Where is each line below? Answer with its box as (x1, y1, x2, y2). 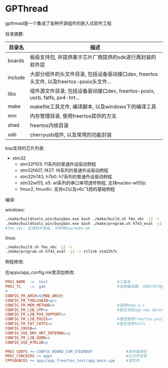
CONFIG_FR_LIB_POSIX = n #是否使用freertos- (5, 316, 155, 322)
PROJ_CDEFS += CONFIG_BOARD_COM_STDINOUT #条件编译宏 (5, 349, 147, 354)
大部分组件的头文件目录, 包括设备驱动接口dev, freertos (29, 71, 158, 78)
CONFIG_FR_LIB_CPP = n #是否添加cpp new (5, 307, 150, 312)
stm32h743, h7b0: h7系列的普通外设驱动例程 (19, 173, 112, 179)
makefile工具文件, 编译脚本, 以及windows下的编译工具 (29, 103, 156, 110)
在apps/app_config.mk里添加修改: (5, 269, 75, 275)
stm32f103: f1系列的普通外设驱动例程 (19, 161, 96, 167)
